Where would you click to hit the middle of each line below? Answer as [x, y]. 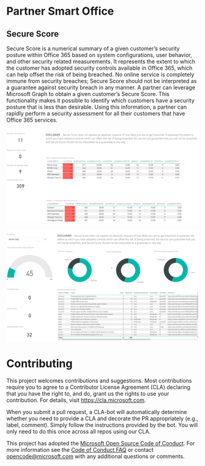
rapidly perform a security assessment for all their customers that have [96, 113]
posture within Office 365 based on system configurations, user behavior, [99, 55]
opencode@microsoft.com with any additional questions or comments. [95, 456]
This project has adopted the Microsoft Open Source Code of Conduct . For [101, 443]
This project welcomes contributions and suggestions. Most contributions [99, 380]
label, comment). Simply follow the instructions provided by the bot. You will [102, 425]
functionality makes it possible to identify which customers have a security [100, 100]
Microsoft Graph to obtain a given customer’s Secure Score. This [88, 94]
